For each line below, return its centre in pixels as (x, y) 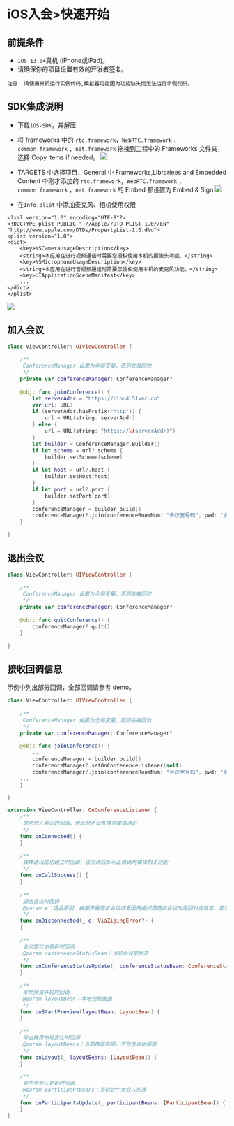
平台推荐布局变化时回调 (51, 1038)
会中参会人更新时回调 (49, 1083)
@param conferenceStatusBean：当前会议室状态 (86, 953)
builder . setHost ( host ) (77, 477)
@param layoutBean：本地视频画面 (68, 999)
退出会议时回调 (41, 901)
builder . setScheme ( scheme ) (84, 457)
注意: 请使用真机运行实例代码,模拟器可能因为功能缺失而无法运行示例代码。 (100, 84)
